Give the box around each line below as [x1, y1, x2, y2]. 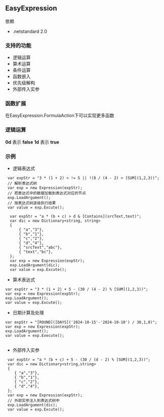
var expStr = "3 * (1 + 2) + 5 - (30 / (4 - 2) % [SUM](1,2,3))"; [5, 287, 148, 292]
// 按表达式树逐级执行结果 [7, 200, 56, 205]
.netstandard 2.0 [12, 28, 47, 34]
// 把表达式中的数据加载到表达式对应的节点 [7, 191, 86, 196]
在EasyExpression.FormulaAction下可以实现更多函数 [5, 113, 114, 119]
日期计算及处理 [12, 309, 44, 316]
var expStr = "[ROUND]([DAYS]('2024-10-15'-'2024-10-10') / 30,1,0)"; [5, 320, 157, 325]
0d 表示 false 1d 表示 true [5, 139, 60, 145]
